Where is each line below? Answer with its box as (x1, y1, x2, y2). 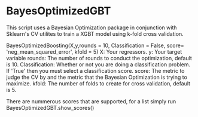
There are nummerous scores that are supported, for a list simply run (6, 97, 176, 105)
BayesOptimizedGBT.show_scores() (6, 104, 95, 111)
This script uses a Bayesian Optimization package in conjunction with (6, 24, 178, 31)
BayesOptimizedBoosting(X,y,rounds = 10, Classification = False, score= (6, 42, 184, 49)
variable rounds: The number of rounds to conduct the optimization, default (6, 54, 193, 61)
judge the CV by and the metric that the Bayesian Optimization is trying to (6, 73, 187, 81)
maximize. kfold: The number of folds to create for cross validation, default (6, 79, 190, 87)
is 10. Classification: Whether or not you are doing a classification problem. (6, 61, 191, 68)
